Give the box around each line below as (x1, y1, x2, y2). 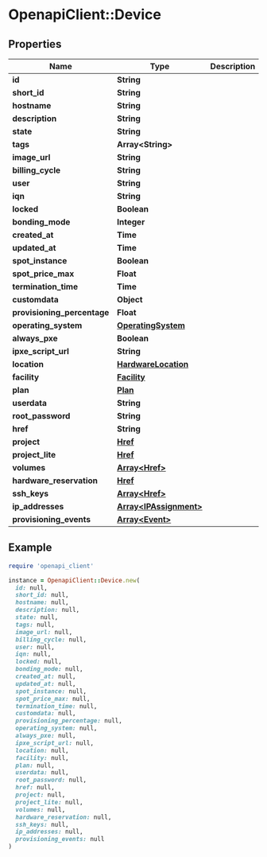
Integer (116, 216, 145, 228)
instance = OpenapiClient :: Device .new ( (8, 576, 141, 584)
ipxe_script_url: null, (15, 738, 94, 747)
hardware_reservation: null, (15, 813, 112, 821)
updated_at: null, (15, 680, 77, 688)
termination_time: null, (15, 702, 98, 710)
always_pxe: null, (15, 732, 77, 740)
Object (116, 294, 143, 305)
